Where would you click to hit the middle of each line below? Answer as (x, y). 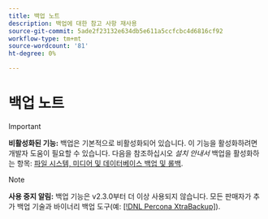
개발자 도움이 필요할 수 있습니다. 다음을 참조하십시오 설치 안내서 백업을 (120, 153)
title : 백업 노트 (35, 16)
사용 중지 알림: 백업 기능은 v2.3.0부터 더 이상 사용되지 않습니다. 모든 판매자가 (130, 196)
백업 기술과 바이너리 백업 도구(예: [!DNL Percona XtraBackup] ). (119, 206)
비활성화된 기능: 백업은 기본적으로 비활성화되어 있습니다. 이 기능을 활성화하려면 (133, 143)
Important (25, 126)
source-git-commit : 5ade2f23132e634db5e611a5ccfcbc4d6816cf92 (116, 31)
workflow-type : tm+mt (45, 39)
